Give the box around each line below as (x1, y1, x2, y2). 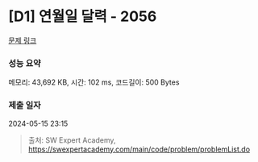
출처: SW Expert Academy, (27, 135, 116, 145)
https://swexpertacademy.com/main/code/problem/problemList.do (27, 144, 251, 154)
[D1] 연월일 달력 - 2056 (8, 7, 157, 26)
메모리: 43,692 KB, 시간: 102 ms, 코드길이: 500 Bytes (8, 77, 180, 87)
